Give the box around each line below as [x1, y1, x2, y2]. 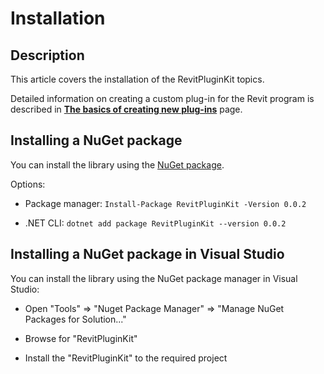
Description [10, 47, 85, 64]
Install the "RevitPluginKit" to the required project [24, 352, 228, 364]
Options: [10, 178, 46, 190]
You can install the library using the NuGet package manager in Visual [10, 272, 298, 284]
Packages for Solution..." [24, 313, 127, 325]
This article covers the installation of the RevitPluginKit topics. [10, 73, 265, 85]
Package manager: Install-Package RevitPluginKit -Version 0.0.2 [24, 197, 307, 209]
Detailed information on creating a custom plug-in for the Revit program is [10, 93, 315, 104]
